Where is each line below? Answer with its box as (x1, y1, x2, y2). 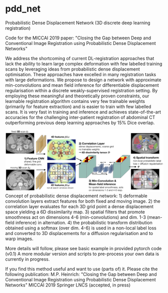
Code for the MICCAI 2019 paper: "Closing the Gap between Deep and (5, 35, 151, 41)
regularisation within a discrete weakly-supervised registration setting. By (5, 87, 158, 93)
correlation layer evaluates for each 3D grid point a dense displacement (5, 204, 154, 210)
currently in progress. (5, 256, 50, 262)
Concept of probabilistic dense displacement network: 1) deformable (5, 193, 147, 199)
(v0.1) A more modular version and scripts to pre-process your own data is (5, 251, 159, 257)
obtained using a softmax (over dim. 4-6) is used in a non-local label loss (5, 225, 157, 231)
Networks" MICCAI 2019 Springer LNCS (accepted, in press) (5, 282, 131, 288)
